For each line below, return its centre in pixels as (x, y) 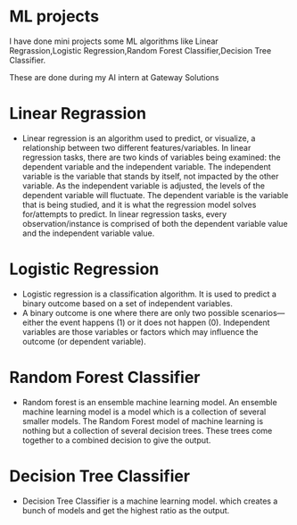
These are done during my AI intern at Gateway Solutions (114, 77)
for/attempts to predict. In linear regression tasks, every (124, 214)
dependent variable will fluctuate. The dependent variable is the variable (155, 195)
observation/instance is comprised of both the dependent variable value (155, 223)
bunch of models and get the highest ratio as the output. (126, 510)
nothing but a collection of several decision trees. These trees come (147, 430)
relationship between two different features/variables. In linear (136, 147)
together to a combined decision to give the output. (116, 440)
